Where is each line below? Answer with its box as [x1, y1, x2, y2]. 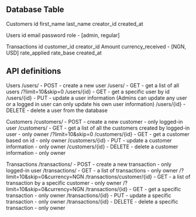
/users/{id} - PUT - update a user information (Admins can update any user [6, 94, 187, 101]
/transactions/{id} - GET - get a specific [85, 185, 181, 192]
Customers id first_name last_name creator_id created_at [6, 20, 143, 27]
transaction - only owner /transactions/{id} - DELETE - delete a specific [6, 198, 178, 205]
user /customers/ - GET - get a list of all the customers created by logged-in [6, 124, 190, 131]
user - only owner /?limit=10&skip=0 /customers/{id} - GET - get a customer [6, 130, 190, 137]
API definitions [6, 66, 61, 76]
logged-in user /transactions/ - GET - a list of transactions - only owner [6, 167, 178, 174]
